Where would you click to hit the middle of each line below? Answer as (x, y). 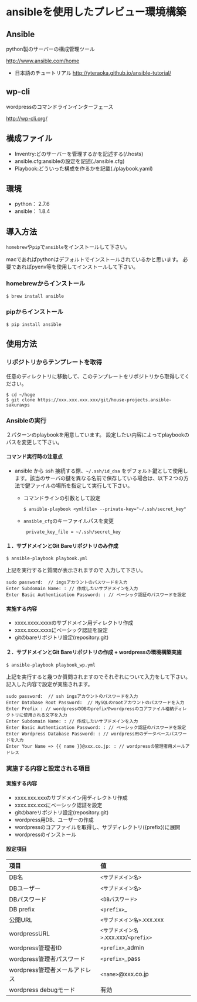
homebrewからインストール (46, 284)
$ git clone (21, 400)
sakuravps (18, 405)
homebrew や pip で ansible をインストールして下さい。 (68, 247)
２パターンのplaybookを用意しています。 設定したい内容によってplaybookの (98, 435)
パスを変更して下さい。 (34, 442)
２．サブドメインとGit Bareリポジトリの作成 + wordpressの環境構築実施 (94, 652)
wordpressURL (29, 933)
